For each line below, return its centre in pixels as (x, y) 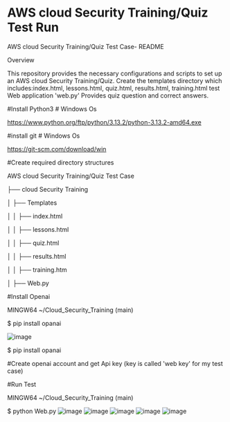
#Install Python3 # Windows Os (52, 109)
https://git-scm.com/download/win (57, 149)
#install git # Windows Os (44, 136)
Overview (21, 59)
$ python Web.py (32, 411)
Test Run (33, 27)
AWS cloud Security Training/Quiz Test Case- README (86, 46)
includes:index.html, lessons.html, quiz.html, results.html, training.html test (114, 88)
